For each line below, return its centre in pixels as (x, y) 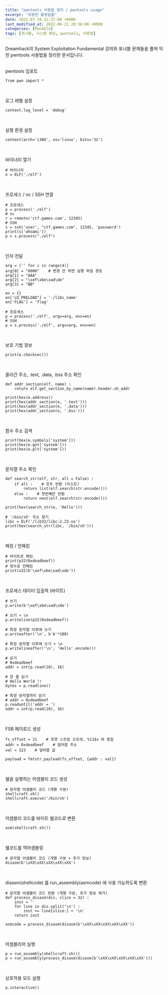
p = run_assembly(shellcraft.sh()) (43, 954)
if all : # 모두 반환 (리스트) (47, 484)
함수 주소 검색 (19, 431)
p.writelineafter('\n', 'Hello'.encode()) (51, 648)
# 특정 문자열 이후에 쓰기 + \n (34, 644)
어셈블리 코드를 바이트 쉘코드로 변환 (40, 818)
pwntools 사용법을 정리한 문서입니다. (47, 55)
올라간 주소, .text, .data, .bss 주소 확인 (44, 374)
